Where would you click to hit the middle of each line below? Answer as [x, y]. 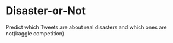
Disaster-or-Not [45, 11]
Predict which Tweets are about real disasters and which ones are [86, 27]
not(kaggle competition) [35, 33]
